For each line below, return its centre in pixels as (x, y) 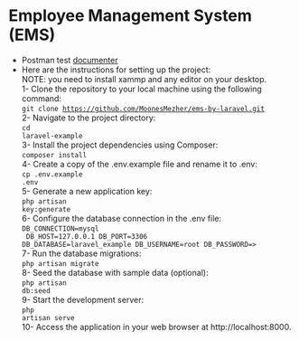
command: (42, 98)
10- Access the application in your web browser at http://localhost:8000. (156, 327)
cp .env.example (52, 174)
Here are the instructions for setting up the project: (116, 70)
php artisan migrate (60, 263)
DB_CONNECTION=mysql (60, 228)
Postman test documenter (70, 60)
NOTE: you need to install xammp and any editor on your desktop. (144, 79)
